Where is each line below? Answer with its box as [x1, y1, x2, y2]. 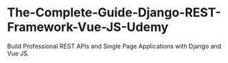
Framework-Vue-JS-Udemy [7, 19, 169, 35]
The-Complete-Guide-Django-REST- [7, 5, 221, 21]
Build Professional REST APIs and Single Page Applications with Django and [7, 42, 222, 50]
